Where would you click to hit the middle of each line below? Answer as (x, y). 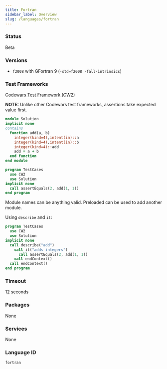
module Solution (22, 119)
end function (23, 156)
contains (14, 128)
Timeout (16, 281)
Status (13, 36)
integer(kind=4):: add (36, 147)
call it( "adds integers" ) (41, 250)
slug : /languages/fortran (32, 19)
